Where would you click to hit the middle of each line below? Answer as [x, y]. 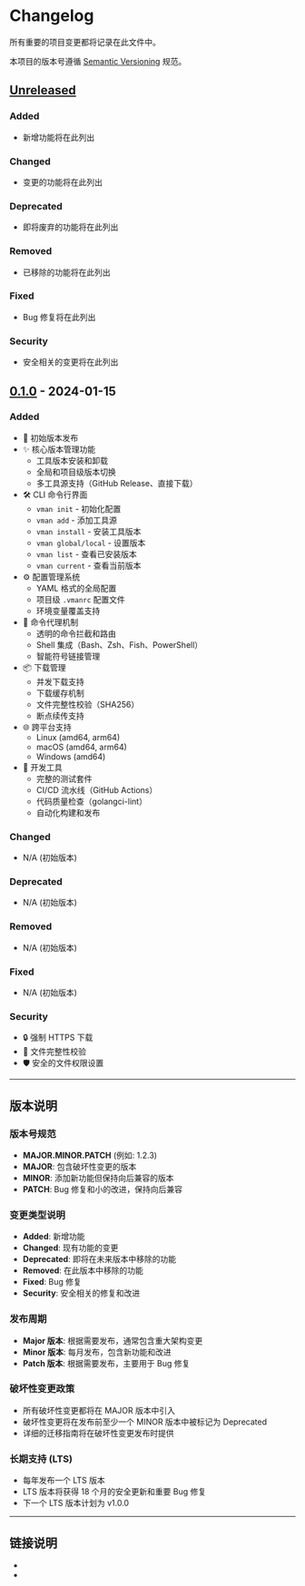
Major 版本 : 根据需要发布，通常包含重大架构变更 [113, 1340]
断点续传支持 [60, 715]
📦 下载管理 [44, 667]
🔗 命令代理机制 [50, 622]
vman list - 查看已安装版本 [87, 553]
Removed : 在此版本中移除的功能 [83, 1270]
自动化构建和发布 [68, 812]
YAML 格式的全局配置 [76, 588]
